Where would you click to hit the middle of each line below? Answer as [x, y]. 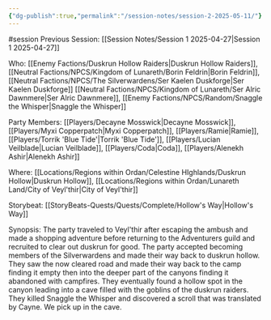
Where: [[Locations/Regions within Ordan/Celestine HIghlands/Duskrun [127, 172]
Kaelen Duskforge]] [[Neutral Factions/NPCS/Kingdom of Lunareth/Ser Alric [135, 89]
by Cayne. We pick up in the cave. [65, 307]
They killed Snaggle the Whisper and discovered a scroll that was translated [135, 298]
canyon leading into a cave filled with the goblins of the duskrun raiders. [129, 289]
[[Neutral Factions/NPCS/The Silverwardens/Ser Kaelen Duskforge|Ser [127, 80]
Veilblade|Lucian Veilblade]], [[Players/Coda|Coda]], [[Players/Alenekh [126, 147]
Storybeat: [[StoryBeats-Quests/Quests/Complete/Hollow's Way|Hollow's [131, 205]
